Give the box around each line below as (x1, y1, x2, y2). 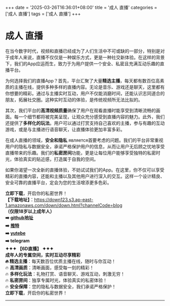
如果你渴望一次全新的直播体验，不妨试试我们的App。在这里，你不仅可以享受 (5, 166, 164, 173)
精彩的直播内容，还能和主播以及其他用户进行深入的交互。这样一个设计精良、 (5, 173, 165, 179)
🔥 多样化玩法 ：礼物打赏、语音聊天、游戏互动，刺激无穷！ (5, 271, 125, 277)
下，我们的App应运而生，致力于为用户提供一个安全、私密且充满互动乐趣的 (5, 60, 160, 67)
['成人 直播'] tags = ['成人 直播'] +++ (5, 11, 81, 17)
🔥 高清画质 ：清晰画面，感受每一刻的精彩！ (5, 265, 95, 271)
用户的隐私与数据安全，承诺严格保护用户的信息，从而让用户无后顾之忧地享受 (5, 143, 165, 149)
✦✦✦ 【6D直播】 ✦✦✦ (5, 245, 54, 251)
